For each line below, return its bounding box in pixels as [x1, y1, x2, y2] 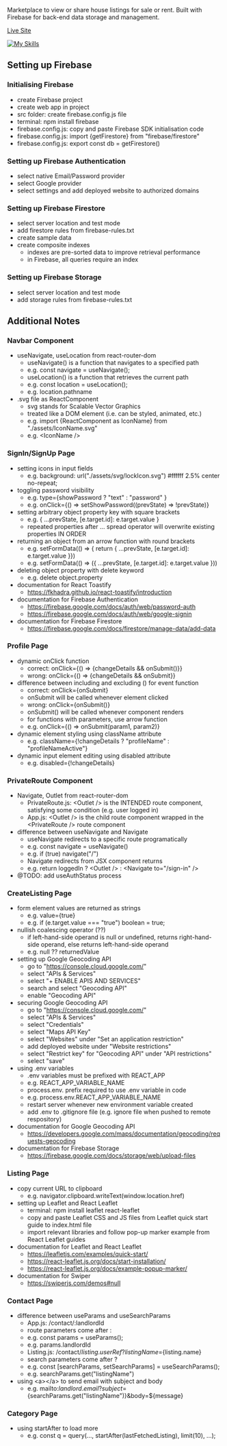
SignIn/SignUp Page [7, 449, 75, 458]
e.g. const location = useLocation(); [27, 380, 128, 389]
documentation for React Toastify [16, 580, 111, 588]
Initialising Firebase [7, 80, 74, 90]
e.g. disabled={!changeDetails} [27, 758, 115, 766]
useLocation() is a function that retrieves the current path [27, 373, 189, 382]
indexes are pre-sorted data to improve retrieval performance [27, 248, 200, 256]
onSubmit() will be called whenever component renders [27, 708, 184, 716]
